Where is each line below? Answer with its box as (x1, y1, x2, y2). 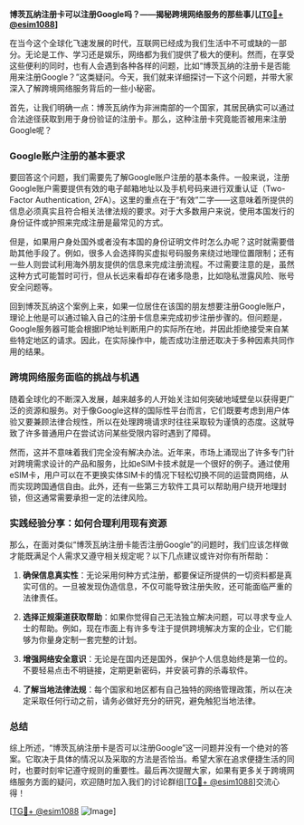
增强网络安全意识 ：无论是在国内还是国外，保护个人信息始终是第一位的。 (22, 653, 292, 664)
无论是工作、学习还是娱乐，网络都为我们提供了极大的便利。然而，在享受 (24, 49, 295, 60)
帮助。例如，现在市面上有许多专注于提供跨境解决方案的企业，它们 (38, 622, 285, 633)
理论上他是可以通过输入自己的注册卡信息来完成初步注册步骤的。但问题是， (9, 312, 287, 323)
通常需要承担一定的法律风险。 (40, 492, 152, 503)
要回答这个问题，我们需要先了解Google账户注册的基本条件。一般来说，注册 (9, 172, 290, 183)
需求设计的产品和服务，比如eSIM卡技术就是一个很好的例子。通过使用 (33, 457, 290, 469)
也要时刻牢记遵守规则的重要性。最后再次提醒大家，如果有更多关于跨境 (24, 765, 287, 776)
